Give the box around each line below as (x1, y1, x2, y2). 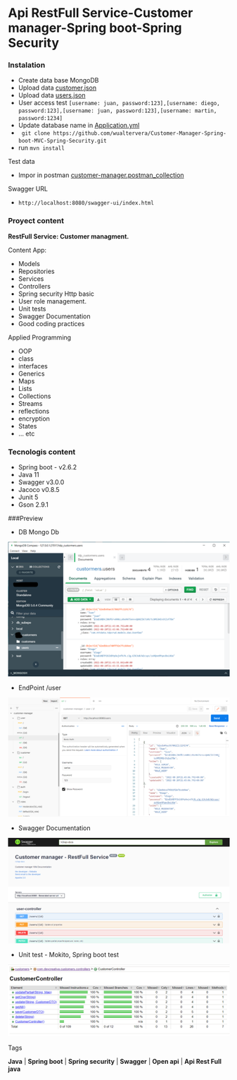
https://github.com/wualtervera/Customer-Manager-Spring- (53, 130, 227, 137)
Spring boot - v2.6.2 (18, 463, 77, 472)
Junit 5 (18, 493, 39, 502)
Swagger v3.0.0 (18, 478, 65, 486)
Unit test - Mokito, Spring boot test (18, 950, 119, 959)
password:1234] (18, 115, 63, 122)
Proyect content (8, 216, 64, 226)
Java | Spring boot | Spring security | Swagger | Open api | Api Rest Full (8, 1057, 222, 1066)
